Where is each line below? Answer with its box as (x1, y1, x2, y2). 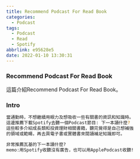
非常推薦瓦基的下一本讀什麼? (6, 141, 66, 147)
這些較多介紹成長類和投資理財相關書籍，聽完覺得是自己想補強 (6, 125, 134, 131)
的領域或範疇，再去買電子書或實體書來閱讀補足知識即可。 (6, 131, 125, 137)
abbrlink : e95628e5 (6, 47, 54, 53)
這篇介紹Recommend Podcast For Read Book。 (6, 86, 121, 93)
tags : (6, 25, 19, 31)
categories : (6, 14, 35, 20)
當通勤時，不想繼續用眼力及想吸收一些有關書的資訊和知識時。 (6, 114, 134, 121)
